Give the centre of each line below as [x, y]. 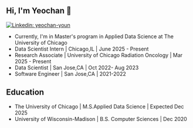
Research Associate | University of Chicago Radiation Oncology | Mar [99, 55]
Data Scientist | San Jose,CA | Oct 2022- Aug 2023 [77, 68]
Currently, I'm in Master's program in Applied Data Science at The [94, 36]
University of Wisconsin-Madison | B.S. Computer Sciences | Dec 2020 [101, 119]
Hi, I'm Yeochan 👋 [39, 11]
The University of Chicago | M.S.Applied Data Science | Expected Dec [99, 106]
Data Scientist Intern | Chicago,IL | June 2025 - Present [82, 49]
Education [25, 92]
